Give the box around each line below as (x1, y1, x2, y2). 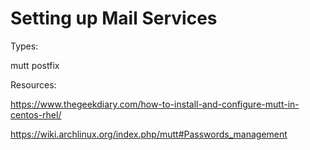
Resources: (10, 78, 57, 91)
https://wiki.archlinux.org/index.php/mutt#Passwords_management (10, 128, 288, 140)
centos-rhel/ (10, 108, 62, 121)
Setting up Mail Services (10, 7, 218, 30)
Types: (10, 40, 39, 52)
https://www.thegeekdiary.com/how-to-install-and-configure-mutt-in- (10, 98, 300, 110)
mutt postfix (10, 59, 60, 71)
